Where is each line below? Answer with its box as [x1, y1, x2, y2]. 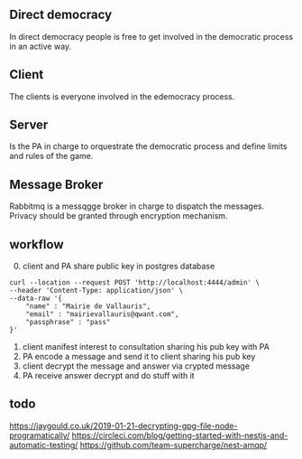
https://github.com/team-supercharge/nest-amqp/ [79, 439, 268, 450]
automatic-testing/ [9, 439, 78, 450]
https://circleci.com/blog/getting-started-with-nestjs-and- [71, 429, 288, 441]
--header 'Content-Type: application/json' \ [9, 286, 183, 295]
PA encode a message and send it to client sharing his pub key [22, 351, 256, 362]
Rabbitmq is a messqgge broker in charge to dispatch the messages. [9, 201, 265, 211]
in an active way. [9, 41, 72, 52]
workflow [9, 237, 64, 252]
